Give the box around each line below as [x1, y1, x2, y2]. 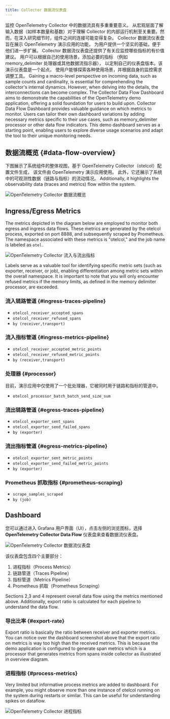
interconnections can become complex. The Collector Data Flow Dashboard [5, 89, 164, 95]
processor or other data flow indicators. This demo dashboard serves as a [5, 121, 161, 127]
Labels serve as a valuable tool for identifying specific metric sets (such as [5, 263, 162, 269]
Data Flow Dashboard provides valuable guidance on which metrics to [5, 105, 152, 112]
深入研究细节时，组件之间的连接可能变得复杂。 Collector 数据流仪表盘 [18, 35, 165, 41]
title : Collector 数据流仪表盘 [5, 7, 67, 13]
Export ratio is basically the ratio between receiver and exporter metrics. [5, 629, 157, 635]
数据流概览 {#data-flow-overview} [5, 148, 116, 157]
